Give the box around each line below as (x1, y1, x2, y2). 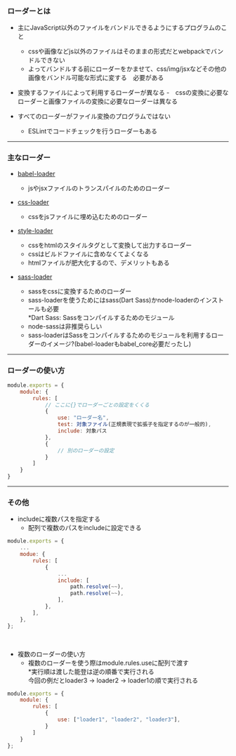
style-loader (17, 226, 53, 234)
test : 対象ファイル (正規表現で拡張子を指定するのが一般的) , (57, 421, 212, 428)
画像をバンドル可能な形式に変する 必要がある (27, 74, 164, 82)
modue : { (20, 551, 46, 558)
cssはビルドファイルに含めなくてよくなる (27, 249, 149, 258)
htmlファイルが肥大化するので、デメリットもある (27, 258, 170, 267)
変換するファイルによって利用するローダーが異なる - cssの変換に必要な (17, 88, 229, 97)
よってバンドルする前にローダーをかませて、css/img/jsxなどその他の (27, 65, 227, 73)
